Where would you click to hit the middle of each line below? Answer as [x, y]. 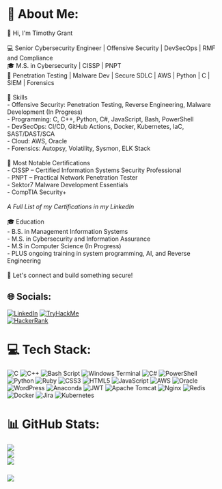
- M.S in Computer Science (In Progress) [64, 246]
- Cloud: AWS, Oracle [37, 141]
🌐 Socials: [29, 297]
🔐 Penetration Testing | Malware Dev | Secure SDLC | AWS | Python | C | [109, 75]
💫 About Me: [43, 14]
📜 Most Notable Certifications [49, 163]
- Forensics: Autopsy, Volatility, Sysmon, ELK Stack [79, 148]
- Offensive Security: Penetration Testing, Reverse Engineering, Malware [109, 104]
